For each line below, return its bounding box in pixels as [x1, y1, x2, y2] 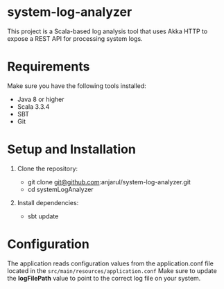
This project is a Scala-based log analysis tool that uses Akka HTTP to [7, 27, 208, 35]
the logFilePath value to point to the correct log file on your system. [7, 274, 201, 282]
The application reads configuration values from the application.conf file [7, 259, 214, 268]
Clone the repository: [17, 164, 78, 173]
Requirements [7, 59, 90, 75]
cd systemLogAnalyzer [27, 185, 94, 193]
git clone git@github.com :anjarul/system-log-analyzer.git [27, 177, 191, 186]
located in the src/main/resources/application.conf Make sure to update [7, 266, 217, 274]
